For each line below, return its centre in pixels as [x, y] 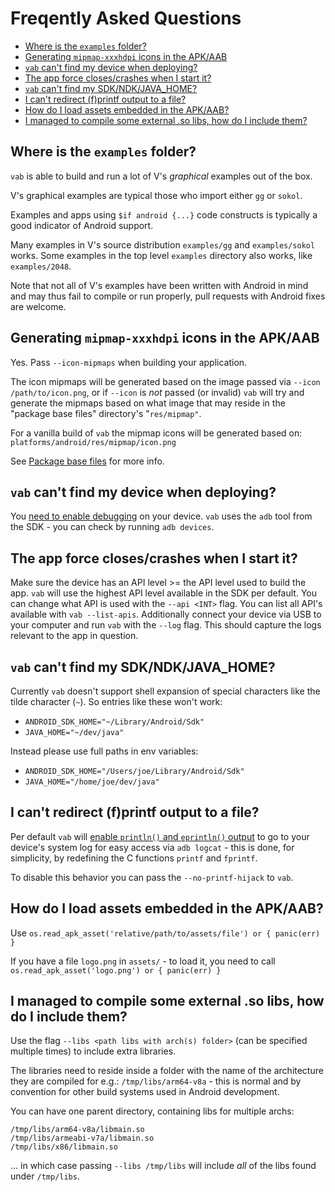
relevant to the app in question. [74, 636]
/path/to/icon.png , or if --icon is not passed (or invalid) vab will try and [157, 392]
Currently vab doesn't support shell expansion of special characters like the [165, 691]
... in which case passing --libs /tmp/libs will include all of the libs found [163, 1166]
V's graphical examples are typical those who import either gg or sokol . [156, 195]
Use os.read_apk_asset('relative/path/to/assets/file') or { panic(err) [165, 933]
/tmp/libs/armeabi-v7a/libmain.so [82, 1138]
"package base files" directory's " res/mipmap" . [106, 413]
